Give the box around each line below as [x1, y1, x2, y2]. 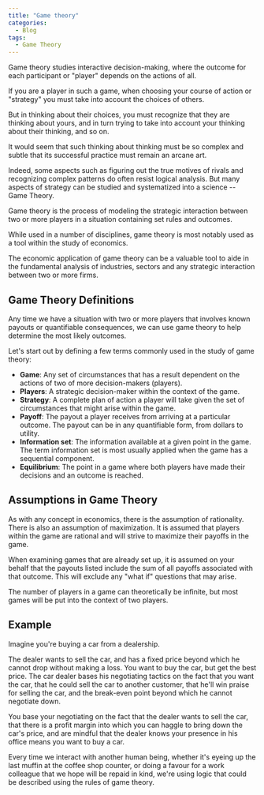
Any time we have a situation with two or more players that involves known [8, 313, 251, 324]
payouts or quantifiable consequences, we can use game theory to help [8, 322, 242, 332]
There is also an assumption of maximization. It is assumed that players [8, 523, 240, 532]
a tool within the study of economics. [8, 238, 128, 248]
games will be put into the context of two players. [8, 595, 169, 605]
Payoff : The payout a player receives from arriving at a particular [19, 411, 231, 421]
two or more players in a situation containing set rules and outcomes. [8, 215, 232, 224]
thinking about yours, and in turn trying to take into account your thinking [8, 118, 246, 128]
